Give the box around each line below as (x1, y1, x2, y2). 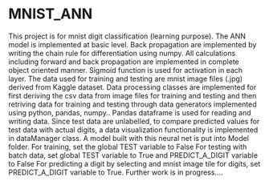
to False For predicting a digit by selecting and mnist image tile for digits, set (8, 159, 261, 168)
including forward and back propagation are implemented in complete (8, 57, 239, 66)
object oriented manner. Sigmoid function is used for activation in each (8, 65, 243, 74)
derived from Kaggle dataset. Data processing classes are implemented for (8, 82, 257, 92)
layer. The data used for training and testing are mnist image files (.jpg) (8, 74, 243, 83)
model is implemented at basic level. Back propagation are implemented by (8, 39, 257, 49)
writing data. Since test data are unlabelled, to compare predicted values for (8, 116, 260, 126)
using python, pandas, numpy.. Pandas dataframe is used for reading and (8, 107, 251, 117)
